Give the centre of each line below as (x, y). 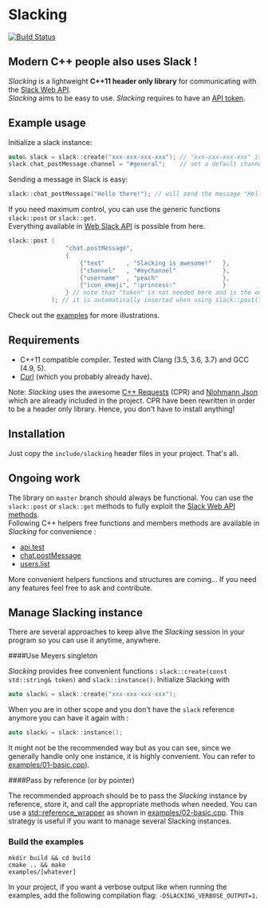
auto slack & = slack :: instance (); (66, 733)
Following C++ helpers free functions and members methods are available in (134, 523)
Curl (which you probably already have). (86, 376)
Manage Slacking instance (76, 613)
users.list (35, 564)
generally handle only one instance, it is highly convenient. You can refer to (132, 757)
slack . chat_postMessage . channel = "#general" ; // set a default (123, 164)
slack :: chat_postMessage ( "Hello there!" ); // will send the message (124, 194)
